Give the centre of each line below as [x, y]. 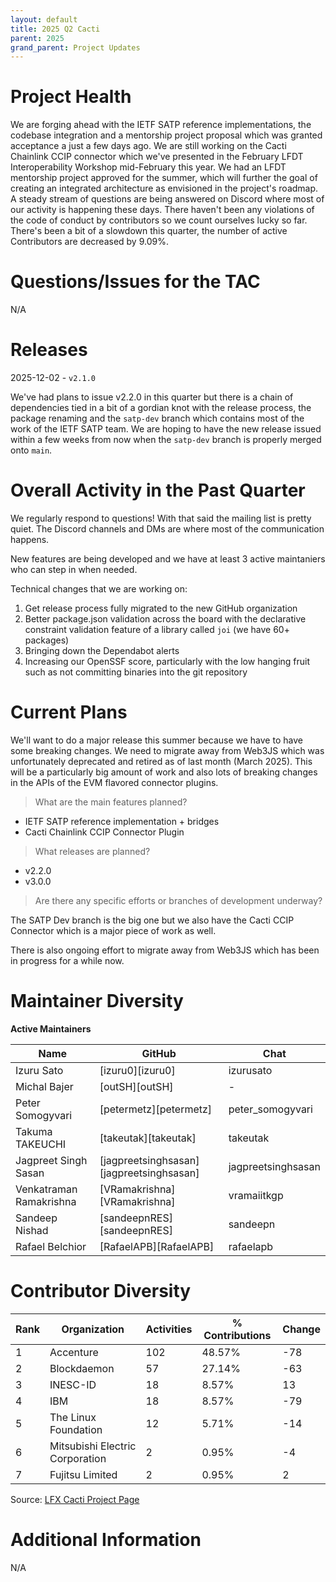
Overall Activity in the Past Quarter [158, 490]
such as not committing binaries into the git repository [136, 672]
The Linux [73, 1417]
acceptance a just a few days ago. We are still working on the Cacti [148, 146]
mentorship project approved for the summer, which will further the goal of [164, 178]
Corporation [78, 1458]
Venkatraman [46, 1189]
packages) [47, 640]
